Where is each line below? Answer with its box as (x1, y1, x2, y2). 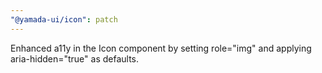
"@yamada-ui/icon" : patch (10, 14, 118, 25)
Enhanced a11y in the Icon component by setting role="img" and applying (10, 42, 312, 54)
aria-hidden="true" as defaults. (10, 52, 140, 65)
